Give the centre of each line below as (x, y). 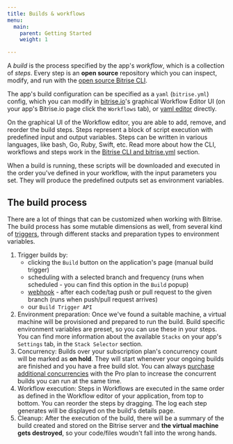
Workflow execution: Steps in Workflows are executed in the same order (121, 388)
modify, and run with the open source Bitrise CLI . (77, 80)
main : (22, 27)
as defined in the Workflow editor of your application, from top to (110, 396)
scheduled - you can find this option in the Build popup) (108, 284)
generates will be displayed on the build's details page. (96, 410)
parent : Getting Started (56, 33)
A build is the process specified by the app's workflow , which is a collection (116, 66)
